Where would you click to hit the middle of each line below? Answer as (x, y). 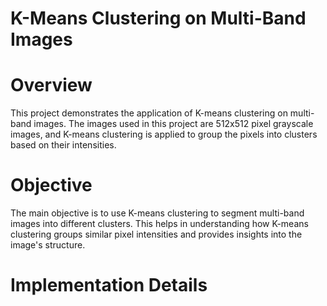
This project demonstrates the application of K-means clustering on (149, 113)
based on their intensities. (63, 145)
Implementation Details (109, 285)
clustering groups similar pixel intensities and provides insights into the (156, 234)
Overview (51, 85)
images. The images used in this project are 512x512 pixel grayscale (173, 124)
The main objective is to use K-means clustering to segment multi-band (157, 213)
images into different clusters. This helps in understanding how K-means (159, 224)
